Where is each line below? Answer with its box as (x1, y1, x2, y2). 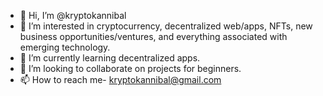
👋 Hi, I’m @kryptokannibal (19, 10, 127, 21)
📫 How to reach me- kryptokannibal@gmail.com (19, 74, 222, 85)
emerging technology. (19, 41, 111, 53)
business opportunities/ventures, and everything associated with (19, 31, 288, 42)
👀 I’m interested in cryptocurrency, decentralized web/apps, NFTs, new (19, 20, 313, 32)
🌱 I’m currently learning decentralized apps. (19, 52, 201, 64)
